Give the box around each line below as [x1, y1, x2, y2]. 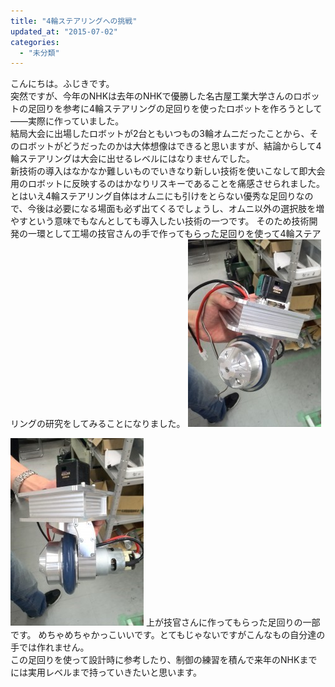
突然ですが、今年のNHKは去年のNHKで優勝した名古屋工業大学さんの [10, 90, 294, 102]
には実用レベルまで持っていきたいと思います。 [10, 666, 202, 679]
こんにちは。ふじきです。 [10, 78, 115, 90]
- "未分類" [19, 48, 60, 58]
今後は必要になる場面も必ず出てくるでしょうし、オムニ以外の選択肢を [27, 203, 317, 215]
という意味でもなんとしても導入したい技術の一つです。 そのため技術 [27, 215, 310, 227]
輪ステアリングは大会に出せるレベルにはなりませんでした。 [10, 153, 255, 165]
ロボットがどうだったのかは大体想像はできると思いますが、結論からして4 [18, 140, 322, 152]
